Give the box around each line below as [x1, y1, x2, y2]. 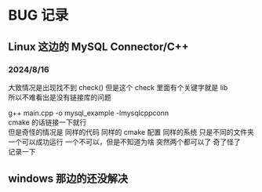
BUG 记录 [8, 6, 69, 24]
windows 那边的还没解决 [8, 172, 129, 186]
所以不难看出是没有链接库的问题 [8, 92, 111, 102]
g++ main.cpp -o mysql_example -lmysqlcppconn [8, 108, 169, 118]
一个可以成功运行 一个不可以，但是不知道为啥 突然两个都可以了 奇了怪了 [8, 137, 241, 147]
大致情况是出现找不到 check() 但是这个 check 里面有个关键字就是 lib [8, 82, 228, 92]
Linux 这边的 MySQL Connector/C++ [8, 40, 190, 53]
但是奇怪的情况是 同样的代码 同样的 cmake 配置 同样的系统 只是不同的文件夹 [8, 127, 255, 136]
